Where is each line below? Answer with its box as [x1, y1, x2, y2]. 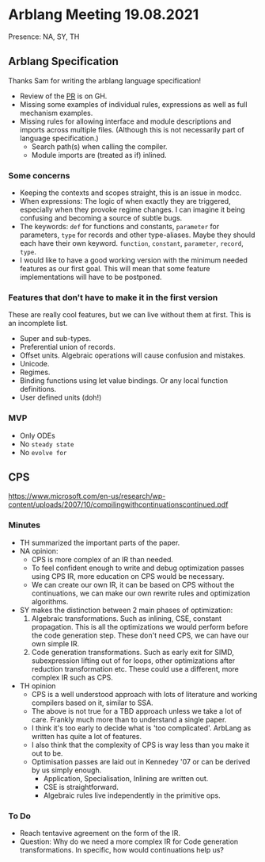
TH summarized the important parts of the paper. [19, 538, 180, 547]
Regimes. [19, 367, 51, 377]
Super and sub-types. [19, 334, 92, 343]
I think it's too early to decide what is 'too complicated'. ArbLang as [31, 723, 252, 733]
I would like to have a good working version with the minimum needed [19, 255, 248, 265]
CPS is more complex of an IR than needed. [31, 554, 174, 564]
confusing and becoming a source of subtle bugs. [19, 213, 183, 223]
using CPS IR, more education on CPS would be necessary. [31, 571, 225, 580]
